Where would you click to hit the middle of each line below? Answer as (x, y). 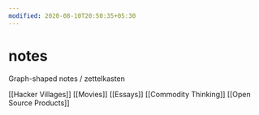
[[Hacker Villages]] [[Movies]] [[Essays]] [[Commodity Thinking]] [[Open (129, 94)
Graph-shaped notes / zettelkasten (67, 79)
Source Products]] (39, 103)
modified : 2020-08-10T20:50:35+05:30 (72, 16)
